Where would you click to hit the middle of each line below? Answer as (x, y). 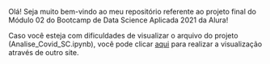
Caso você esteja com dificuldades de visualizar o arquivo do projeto (123, 36)
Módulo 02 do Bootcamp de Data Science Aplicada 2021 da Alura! (118, 20)
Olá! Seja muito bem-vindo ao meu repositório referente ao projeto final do (133, 12)
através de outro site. (44, 52)
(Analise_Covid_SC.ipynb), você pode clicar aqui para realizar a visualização (135, 44)
